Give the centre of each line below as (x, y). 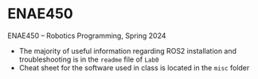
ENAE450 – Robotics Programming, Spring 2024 (87, 36)
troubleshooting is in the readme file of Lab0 (89, 59)
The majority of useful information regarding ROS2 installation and (127, 51)
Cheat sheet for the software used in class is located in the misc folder (134, 67)
